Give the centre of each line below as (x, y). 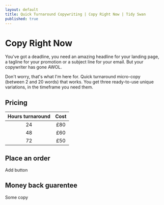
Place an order (28, 158)
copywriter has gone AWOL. (34, 67)
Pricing (16, 102)
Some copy (17, 197)
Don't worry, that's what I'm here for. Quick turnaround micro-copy (73, 77)
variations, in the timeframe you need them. (49, 87)
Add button (16, 170)
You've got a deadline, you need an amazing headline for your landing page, (82, 57)
